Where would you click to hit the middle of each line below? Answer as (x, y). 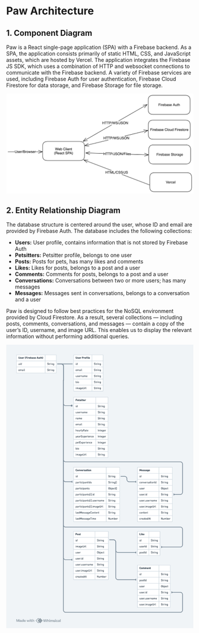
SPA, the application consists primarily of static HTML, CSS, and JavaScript (99, 54)
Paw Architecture (50, 11)
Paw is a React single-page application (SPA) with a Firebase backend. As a (99, 47)
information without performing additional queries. (68, 336)
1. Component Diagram (49, 33)
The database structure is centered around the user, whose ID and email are (99, 225)
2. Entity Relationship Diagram (63, 210)
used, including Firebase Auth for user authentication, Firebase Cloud (91, 79)
